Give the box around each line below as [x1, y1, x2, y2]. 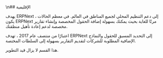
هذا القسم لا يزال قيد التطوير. [5, 47, 59, 53]
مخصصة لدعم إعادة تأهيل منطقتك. [5, 23, 68, 29]
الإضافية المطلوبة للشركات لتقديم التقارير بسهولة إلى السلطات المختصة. [5, 38, 136, 44]
